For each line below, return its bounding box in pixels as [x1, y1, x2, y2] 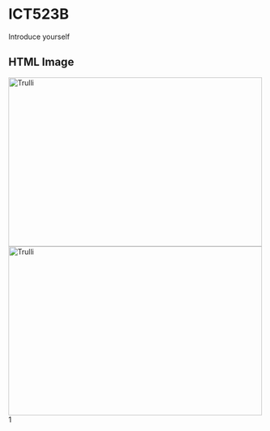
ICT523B [8, 5, 69, 24]
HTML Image [8, 55, 75, 69]
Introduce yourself [8, 32, 71, 41]
